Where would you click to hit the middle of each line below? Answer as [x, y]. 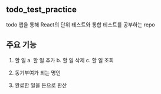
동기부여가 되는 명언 [37, 72]
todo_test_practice [41, 10]
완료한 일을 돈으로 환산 [41, 85]
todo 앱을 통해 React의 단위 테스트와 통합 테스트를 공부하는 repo [80, 24]
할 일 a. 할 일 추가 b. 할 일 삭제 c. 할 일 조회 [64, 60]
